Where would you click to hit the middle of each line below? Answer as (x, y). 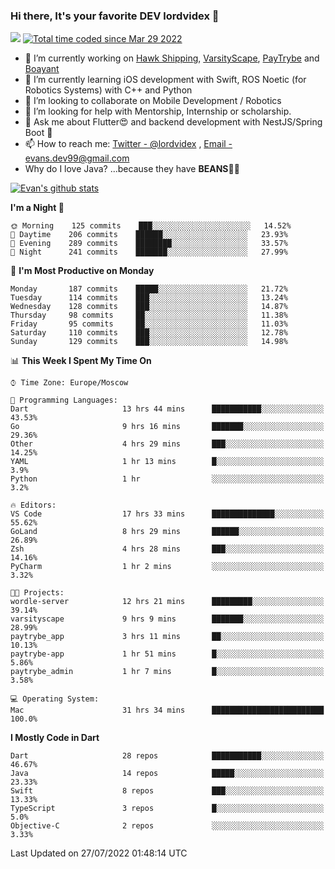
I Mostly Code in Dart (55, 738)
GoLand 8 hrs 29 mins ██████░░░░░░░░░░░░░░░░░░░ (167, 532)
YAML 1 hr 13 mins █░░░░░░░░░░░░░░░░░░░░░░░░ (167, 462)
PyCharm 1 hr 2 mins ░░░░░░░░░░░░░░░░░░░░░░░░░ (167, 567)
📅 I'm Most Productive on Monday (82, 271)
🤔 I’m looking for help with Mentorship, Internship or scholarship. (158, 111)
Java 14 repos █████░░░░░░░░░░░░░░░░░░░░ (167, 774)
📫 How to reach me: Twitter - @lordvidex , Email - (128, 144)
